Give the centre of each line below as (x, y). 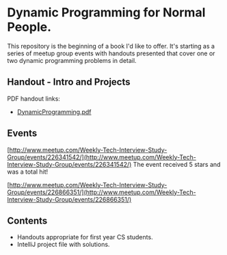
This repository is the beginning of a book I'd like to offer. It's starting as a (111, 46)
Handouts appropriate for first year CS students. (85, 237)
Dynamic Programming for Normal (106, 13)
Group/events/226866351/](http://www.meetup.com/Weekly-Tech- (102, 192)
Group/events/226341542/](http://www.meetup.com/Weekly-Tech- (102, 157)
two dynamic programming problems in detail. (72, 60)
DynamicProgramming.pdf (54, 111)
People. (29, 27)
